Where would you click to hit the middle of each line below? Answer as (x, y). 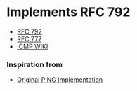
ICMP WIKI (32, 46)
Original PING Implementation (60, 80)
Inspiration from (34, 64)
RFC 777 (29, 38)
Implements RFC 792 (68, 12)
